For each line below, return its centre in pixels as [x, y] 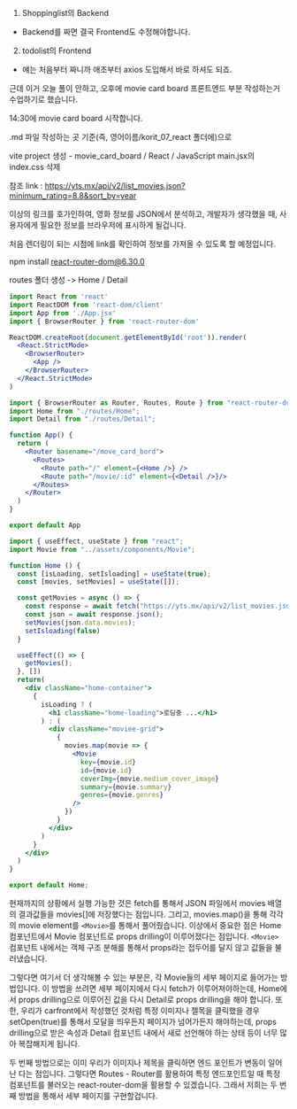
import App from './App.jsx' [63, 313]
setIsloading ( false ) [63, 631]
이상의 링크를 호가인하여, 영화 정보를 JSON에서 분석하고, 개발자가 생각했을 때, [144, 214]
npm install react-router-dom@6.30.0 [77, 261]
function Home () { [45, 565]
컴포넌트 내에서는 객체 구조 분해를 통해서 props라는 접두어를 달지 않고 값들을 [141, 947]
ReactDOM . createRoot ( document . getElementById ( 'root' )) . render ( [128, 337]
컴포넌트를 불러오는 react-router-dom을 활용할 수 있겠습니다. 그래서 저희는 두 [144, 1085]
